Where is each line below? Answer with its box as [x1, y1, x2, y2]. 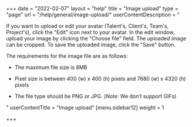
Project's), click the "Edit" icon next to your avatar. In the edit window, [6, 29, 175, 36]
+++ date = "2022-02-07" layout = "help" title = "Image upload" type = [6, 5, 178, 12]
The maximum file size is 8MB [14, 64, 87, 71]
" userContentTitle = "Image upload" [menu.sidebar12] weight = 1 [6, 104, 164, 111]
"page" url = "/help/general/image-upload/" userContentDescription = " [6, 11, 180, 18]
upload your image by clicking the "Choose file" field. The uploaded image [6, 35, 187, 42]
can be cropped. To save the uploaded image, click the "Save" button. [6, 41, 176, 48]
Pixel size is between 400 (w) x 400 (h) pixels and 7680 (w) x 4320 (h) [14, 75, 186, 82]
